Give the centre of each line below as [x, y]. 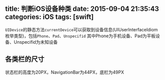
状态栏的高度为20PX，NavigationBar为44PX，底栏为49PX [65, 72]
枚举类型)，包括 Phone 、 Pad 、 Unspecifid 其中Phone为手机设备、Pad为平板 [81, 36]
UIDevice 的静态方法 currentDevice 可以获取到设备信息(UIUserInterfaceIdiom [82, 29]
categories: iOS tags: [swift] [50, 17]
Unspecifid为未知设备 [36, 42]
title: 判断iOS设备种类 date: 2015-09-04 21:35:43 [82, 9]
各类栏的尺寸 [25, 59]
